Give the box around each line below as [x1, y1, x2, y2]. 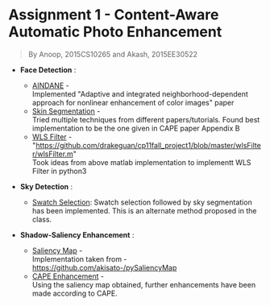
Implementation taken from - [31, 254, 127, 263]
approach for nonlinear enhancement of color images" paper [31, 97, 235, 107]
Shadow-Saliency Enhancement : [19, 229, 135, 239]
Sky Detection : [19, 181, 73, 191]
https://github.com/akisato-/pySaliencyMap [31, 263, 177, 272]
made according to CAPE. [31, 288, 118, 298]
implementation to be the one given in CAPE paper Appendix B [31, 123, 240, 133]
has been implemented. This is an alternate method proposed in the [31, 205, 257, 215]
